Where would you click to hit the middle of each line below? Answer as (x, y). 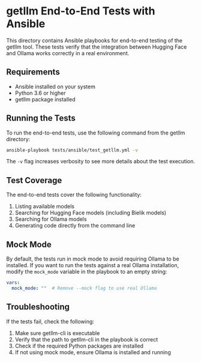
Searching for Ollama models (51, 219)
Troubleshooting (38, 307)
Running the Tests (41, 118)
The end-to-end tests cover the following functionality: (74, 195)
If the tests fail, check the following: (50, 321)
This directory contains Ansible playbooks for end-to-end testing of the (94, 40)
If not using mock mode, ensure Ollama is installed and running (93, 352)
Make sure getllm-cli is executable (57, 333)
